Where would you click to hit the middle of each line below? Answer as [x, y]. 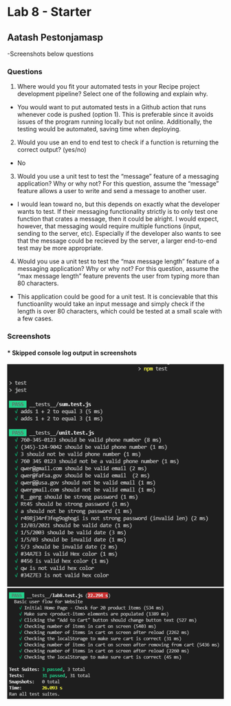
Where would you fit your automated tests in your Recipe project [108, 87]
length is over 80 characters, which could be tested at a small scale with [119, 311]
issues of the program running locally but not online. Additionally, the [115, 122]
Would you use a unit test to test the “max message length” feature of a [118, 261]
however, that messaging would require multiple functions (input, [109, 226]
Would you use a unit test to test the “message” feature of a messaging [118, 177]
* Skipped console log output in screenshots [72, 353]
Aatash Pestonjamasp [55, 37]
